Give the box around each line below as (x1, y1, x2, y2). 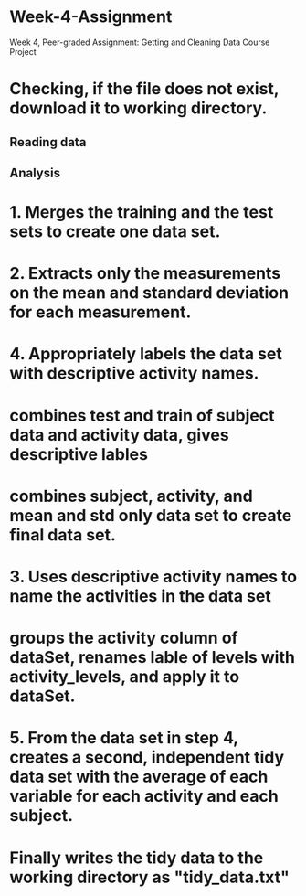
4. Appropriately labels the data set (9, 344, 283, 365)
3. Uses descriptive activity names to (9, 567, 298, 587)
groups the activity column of (9, 628, 238, 648)
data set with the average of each (9, 766, 269, 787)
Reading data (9, 134, 87, 150)
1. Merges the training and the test (9, 202, 274, 223)
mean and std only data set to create (9, 505, 292, 526)
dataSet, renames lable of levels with (9, 647, 295, 668)
